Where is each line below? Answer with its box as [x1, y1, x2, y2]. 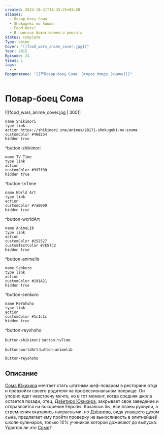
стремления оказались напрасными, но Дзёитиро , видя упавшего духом [5, 409, 160, 415]
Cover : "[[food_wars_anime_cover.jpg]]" [5, 44, 90, 49]
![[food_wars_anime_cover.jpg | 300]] [5, 109, 81, 115]
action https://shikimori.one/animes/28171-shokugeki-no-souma [5, 127, 138, 133]
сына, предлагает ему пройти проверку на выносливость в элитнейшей [5, 414, 158, 420]
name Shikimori [5, 119, 36, 124]
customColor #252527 [5, 239, 48, 243]
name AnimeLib [5, 226, 34, 231]
